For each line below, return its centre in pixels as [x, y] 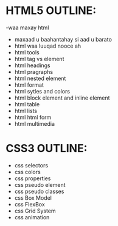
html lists [26, 111]
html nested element [40, 78]
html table [27, 104]
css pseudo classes [39, 191]
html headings [32, 65]
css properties [33, 178]
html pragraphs [33, 71]
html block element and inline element [62, 98]
